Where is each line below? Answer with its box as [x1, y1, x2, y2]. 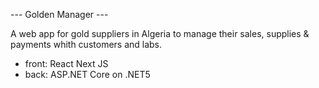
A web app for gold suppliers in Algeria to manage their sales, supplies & [10, 28, 310, 39]
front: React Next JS [24, 58, 109, 69]
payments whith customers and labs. [10, 39, 163, 50]
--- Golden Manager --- [10, 9, 109, 20]
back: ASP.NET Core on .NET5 [24, 69, 151, 80]
